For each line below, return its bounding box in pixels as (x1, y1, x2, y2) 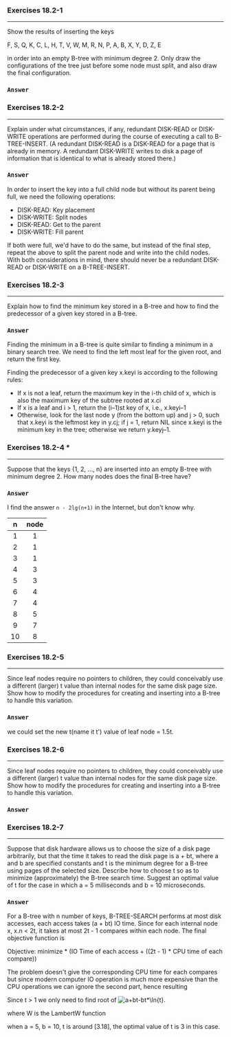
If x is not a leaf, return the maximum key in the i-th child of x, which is (16, 389, 217, 397)
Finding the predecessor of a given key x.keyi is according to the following (7, 369, 218, 377)
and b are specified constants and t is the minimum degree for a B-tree (7, 859, 208, 868)
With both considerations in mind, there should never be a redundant (7, 255, 202, 263)
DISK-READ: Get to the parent (16, 220, 101, 228)
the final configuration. (7, 69, 71, 77)
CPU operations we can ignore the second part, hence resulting (7, 983, 188, 991)
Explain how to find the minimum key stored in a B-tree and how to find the (7, 302, 219, 311)
